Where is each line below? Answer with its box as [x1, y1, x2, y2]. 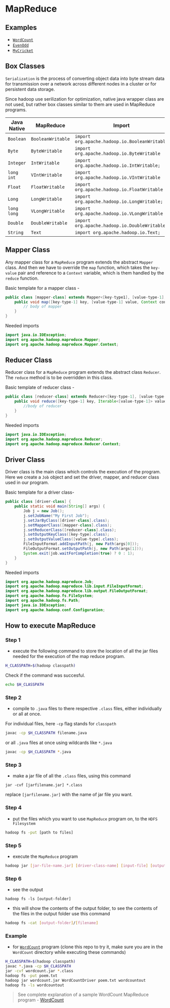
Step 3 [5, 762, 22, 769]
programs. [5, 107, 27, 113]
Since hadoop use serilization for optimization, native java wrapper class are [5, 96, 164, 102]
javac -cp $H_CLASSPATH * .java [5, 750, 71, 755]
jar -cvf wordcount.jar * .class [5, 968, 73, 974]
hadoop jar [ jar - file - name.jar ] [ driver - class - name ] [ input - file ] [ [5, 863, 153, 868]
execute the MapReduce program [12, 853, 78, 859]
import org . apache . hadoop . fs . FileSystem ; [5, 593, 94, 598]
